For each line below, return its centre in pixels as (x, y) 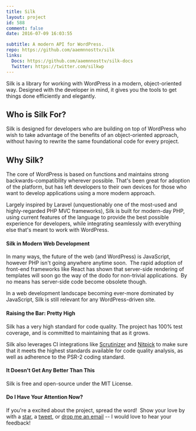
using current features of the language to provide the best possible (88, 218)
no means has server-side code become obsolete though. (77, 282)
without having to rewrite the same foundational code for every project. (93, 141)
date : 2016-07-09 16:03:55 (39, 34)
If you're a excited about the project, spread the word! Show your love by (96, 410)
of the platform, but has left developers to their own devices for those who (97, 187)
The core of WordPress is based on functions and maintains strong (88, 174)
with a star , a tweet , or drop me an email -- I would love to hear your (89, 416)
